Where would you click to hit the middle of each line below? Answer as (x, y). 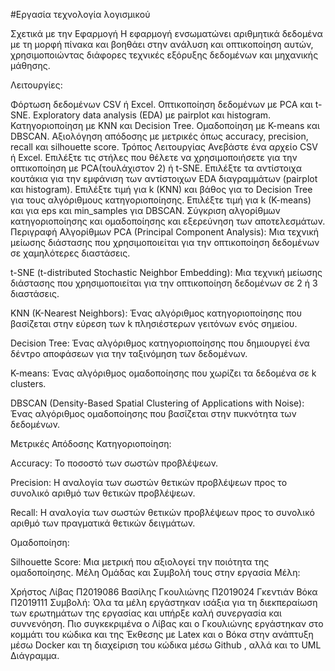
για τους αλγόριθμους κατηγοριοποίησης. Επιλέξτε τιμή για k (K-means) (161, 200)
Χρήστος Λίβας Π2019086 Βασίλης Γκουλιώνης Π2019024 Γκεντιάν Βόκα (164, 592)
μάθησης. (30, 65)
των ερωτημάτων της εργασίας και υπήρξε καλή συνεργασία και (146, 613)
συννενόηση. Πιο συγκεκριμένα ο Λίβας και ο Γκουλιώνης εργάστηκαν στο (167, 623)
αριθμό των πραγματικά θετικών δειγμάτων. (103, 523)
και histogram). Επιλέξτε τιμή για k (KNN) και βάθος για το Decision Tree (161, 189)
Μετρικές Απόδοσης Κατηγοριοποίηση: (91, 443)
